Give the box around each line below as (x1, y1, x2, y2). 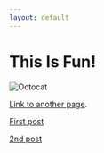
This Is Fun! (9, 51, 97, 72)
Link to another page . (9, 98, 88, 109)
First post (9, 115, 44, 126)
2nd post (9, 133, 43, 144)
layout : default (9, 13, 69, 22)
